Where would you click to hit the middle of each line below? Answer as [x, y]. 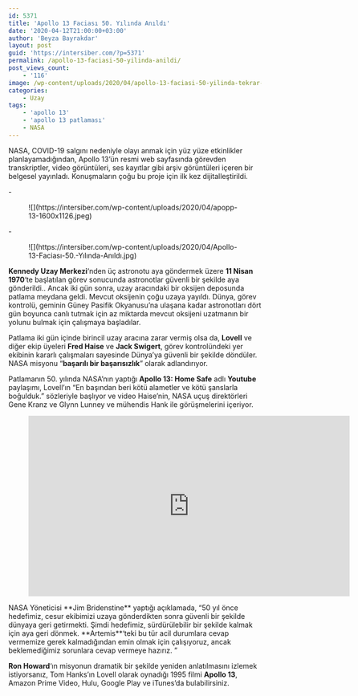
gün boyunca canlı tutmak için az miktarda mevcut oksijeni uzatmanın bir [128, 313]
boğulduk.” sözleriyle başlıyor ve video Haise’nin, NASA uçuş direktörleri [128, 396]
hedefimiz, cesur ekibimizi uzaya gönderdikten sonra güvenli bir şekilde [127, 616]
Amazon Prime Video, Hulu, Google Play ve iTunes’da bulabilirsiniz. [119, 682]
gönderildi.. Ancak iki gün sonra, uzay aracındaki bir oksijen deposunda [126, 288]
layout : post [30, 46]
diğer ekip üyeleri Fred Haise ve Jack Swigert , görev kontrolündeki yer [126, 346]
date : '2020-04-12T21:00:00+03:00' [68, 31]
